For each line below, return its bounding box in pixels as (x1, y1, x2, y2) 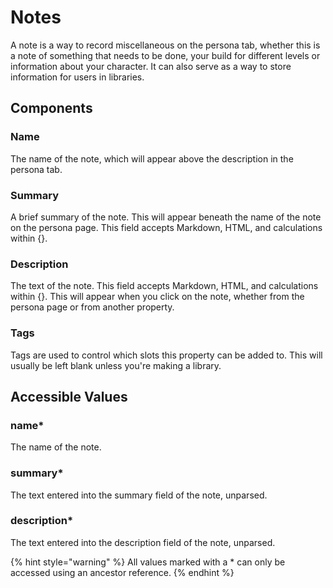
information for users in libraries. (10, 71, 145, 83)
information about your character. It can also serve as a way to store (10, 60, 292, 72)
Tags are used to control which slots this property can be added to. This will (10, 349, 323, 361)
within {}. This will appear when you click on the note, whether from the (10, 291, 305, 303)
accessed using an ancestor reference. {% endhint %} (10, 566, 235, 578)
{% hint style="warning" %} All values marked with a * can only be (10, 556, 286, 568)
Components (10, 100, 93, 117)
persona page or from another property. (10, 301, 175, 313)
